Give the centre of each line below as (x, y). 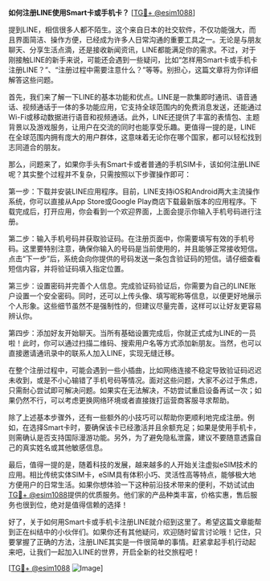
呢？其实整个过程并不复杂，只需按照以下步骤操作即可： (100, 174)
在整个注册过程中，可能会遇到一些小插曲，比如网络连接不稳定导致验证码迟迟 (135, 370)
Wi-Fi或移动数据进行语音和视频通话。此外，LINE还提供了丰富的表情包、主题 (134, 117)
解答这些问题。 (33, 80)
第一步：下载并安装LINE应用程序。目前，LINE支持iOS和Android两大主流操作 (134, 191)
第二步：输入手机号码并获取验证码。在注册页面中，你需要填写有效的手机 (128, 239)
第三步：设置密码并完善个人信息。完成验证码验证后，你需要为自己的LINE (129, 286)
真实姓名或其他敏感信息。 (64, 448)
